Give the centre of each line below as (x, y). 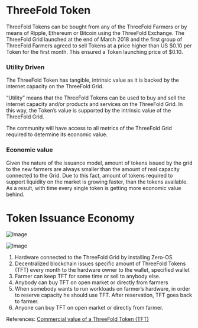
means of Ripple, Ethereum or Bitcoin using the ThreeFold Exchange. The (95, 33)
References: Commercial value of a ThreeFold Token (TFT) (77, 319)
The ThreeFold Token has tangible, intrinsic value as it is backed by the (92, 80)
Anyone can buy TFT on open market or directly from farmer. (89, 308)
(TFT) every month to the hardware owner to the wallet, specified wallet (102, 270)
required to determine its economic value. (57, 134)
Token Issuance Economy (70, 218)
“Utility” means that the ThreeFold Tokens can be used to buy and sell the (96, 98)
